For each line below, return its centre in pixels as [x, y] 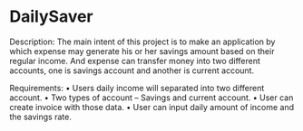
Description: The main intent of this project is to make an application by [142, 42]
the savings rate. [41, 117]
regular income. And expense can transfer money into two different [135, 61]
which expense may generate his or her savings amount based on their [142, 51]
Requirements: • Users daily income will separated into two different [137, 88]
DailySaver [51, 17]
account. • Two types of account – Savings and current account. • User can [151, 98]
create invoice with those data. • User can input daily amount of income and [152, 107]
